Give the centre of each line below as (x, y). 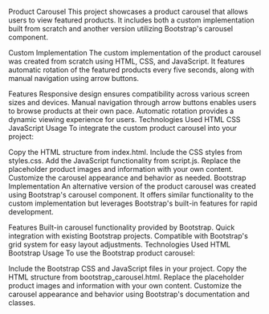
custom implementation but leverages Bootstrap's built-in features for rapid (133, 203)
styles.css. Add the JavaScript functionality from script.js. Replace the (124, 161)
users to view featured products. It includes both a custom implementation (131, 20)
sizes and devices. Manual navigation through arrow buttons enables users (132, 102)
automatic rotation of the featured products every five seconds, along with (131, 70)
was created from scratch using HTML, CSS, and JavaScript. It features (126, 61)
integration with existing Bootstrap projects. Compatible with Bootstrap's (128, 236)
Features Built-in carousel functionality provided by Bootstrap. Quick (122, 227)
